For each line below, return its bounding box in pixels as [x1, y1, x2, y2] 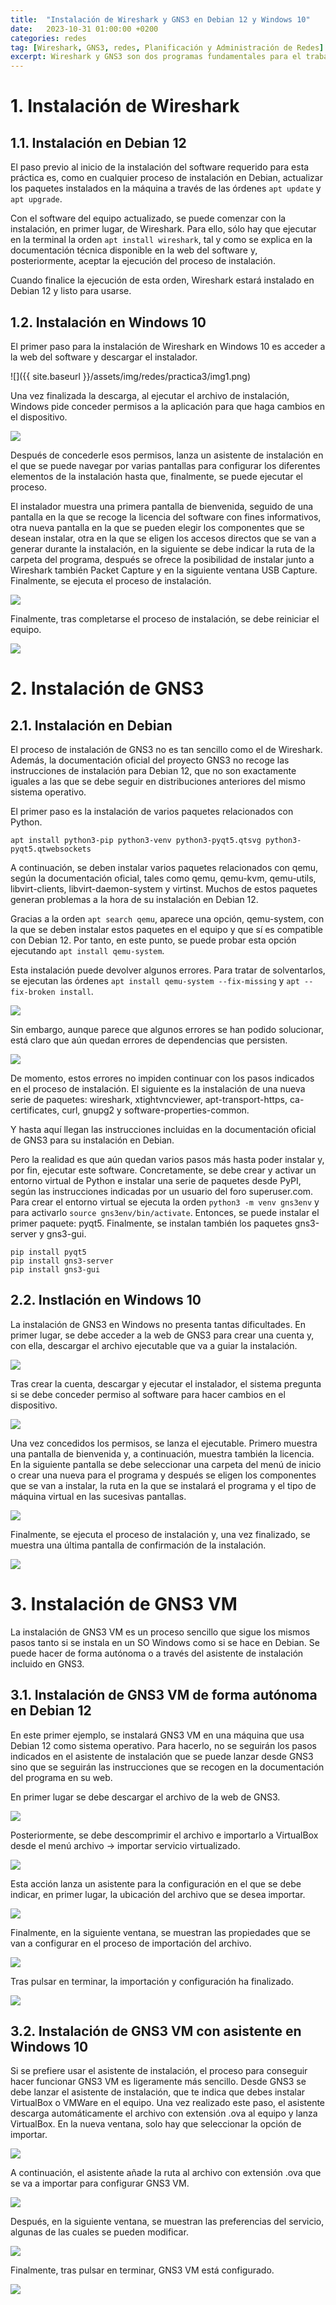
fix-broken [10, 987, 56, 997]
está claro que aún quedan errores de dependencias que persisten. [10, 1034, 288, 1046]
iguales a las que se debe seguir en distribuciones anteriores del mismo [10, 775, 306, 787]
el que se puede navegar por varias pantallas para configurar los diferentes [10, 459, 321, 471]
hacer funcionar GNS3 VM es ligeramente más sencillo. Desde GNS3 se [10, 2076, 307, 2088]
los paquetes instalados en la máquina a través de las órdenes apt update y [10, 182, 322, 195]
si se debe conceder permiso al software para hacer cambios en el [10, 1388, 286, 1400]
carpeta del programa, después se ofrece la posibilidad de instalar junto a [10, 553, 315, 565]
